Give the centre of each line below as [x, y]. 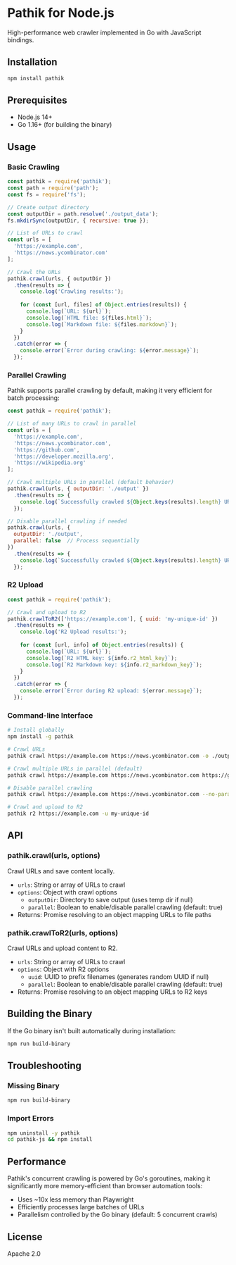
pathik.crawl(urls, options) [54, 856]
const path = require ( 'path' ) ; [53, 188]
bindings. [21, 39]
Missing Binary [33, 1086]
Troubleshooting [45, 1066]
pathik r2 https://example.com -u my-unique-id [78, 814]
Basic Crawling [33, 167]
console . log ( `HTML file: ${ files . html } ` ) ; [89, 318]
